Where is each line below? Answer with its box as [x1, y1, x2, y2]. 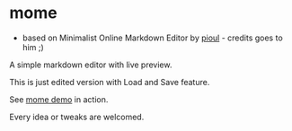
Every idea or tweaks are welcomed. [9, 111, 145, 122]
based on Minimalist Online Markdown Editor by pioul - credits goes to [22, 32, 283, 43]
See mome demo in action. [9, 93, 109, 105]
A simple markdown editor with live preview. [9, 59, 173, 70]
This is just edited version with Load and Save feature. [9, 76, 210, 87]
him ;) [22, 41, 44, 52]
